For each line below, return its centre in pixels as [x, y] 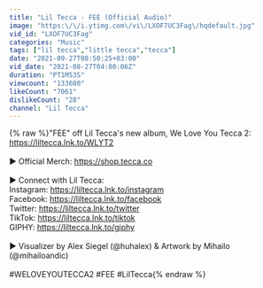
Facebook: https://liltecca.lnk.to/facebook [85, 199]
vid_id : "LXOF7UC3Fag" [51, 34]
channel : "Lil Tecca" [49, 108]
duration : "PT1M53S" [47, 75]
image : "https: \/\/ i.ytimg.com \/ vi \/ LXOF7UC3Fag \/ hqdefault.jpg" [132, 26]
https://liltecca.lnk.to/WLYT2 [62, 143]
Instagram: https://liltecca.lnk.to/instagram [87, 190]
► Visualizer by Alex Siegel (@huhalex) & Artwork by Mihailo [120, 246]
